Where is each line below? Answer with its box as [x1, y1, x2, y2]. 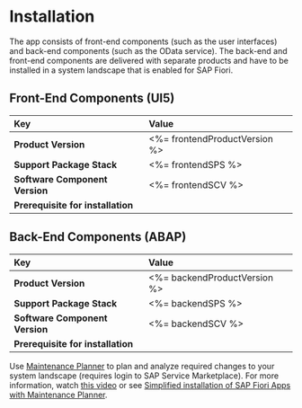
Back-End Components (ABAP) [9, 229, 187, 244]
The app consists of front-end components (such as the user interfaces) [9, 36, 278, 47]
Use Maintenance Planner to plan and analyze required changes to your [9, 360, 275, 371]
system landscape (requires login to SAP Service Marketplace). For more [9, 370, 280, 381]
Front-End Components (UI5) [9, 91, 175, 106]
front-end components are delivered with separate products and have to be [9, 55, 289, 66]
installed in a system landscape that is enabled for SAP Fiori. [9, 65, 234, 75]
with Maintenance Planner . [9, 389, 108, 400]
